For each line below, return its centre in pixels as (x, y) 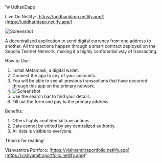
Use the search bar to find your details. (52, 96)
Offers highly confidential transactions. (51, 121)
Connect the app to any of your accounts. (54, 75)
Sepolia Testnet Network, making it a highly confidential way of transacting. (81, 51)
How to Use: (18, 61)
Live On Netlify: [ (22, 16)
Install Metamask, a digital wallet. (46, 70)
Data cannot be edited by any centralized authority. (64, 126)
